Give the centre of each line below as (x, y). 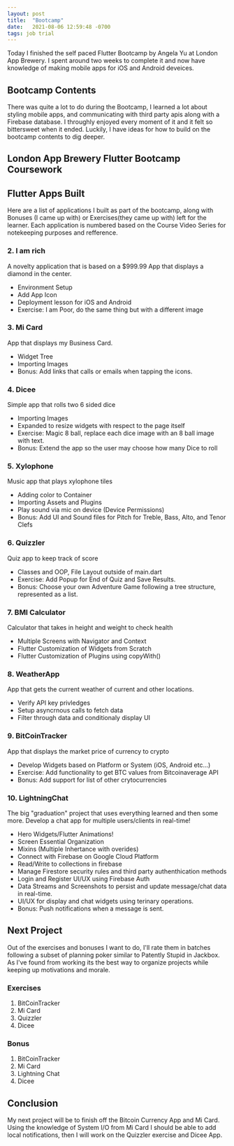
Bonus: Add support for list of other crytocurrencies (92, 780)
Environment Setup (45, 287)
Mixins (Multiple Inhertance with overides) (78, 849)
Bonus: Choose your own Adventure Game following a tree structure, (117, 586)
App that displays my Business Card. (60, 343)
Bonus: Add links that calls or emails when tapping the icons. (105, 371)
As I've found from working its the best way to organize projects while (108, 962)
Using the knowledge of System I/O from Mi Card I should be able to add (112, 1128)
